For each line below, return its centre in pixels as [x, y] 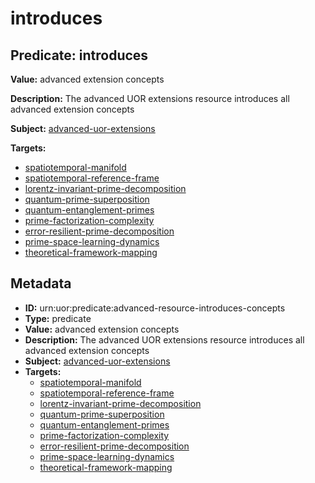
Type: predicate [58, 318]
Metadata [41, 283]
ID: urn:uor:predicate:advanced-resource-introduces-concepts [155, 308]
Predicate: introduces [79, 55]
